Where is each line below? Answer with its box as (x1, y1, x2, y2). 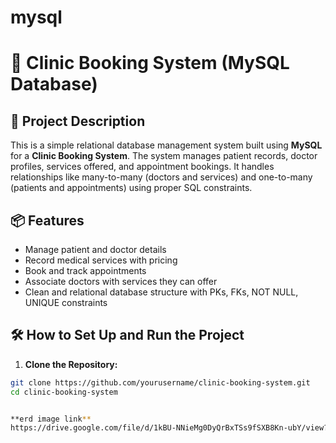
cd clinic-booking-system (10, 387, 118, 397)
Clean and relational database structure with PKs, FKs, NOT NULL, (24, 286, 299, 298)
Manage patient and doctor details (24, 244, 167, 255)
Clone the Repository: (24, 358, 118, 370)
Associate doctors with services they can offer (24, 276, 218, 287)
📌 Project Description (10, 112, 146, 130)
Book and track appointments (24, 265, 147, 276)
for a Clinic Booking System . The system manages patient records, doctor (10, 150, 318, 162)
